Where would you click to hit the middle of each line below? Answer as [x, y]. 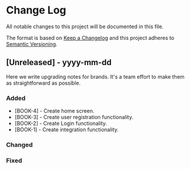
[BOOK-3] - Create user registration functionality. [74, 117]
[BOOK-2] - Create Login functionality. [61, 123]
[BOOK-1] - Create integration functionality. [67, 130]
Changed [20, 144]
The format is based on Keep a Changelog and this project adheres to [90, 38]
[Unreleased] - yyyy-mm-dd [59, 62]
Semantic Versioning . [32, 44]
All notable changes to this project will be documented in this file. [85, 26]
